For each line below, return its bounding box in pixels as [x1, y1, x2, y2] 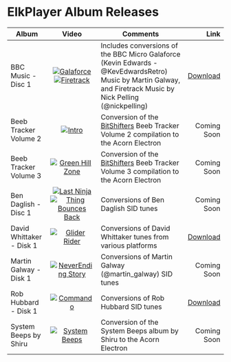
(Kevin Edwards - [100, 58, 158, 68]
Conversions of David [100, 223, 170, 233]
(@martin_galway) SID [100, 269, 173, 279]
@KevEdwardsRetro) [100, 66, 168, 76]
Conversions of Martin [100, 252, 173, 261]
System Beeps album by [100, 325, 179, 335]
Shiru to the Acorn [100, 334, 159, 344]
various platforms [100, 241, 157, 250]
